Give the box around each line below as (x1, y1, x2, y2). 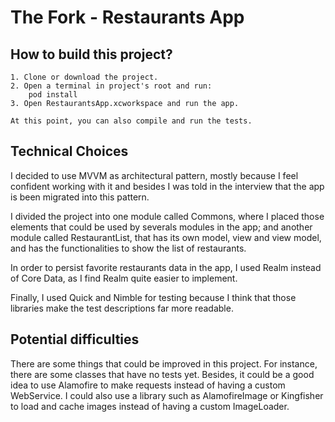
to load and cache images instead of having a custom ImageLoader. (10, 400, 290, 412)
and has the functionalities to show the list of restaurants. (10, 242, 247, 254)
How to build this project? (10, 46, 173, 63)
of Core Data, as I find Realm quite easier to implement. (10, 272, 238, 284)
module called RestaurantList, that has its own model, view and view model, (10, 231, 322, 243)
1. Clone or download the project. (10, 72, 159, 82)
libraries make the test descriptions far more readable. (10, 302, 234, 314)
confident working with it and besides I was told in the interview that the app (10, 180, 325, 192)
